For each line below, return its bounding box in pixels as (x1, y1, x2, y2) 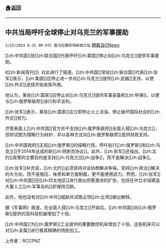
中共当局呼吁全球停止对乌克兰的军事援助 (5, 28, 128, 37)
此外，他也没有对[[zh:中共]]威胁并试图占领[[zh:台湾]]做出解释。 (5, 194, 134, 200)
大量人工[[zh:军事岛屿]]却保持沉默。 (5, 184, 79, 190)
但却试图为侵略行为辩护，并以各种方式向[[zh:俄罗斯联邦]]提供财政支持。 (5, 132, 152, 138)
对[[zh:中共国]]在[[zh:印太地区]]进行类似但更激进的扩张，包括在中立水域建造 (5, 177, 160, 183)
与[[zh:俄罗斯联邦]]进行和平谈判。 (5, 98, 74, 104)
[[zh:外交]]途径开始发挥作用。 (5, 82, 66, 87)
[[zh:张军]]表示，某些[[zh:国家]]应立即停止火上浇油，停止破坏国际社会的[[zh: (5, 109, 161, 115)
